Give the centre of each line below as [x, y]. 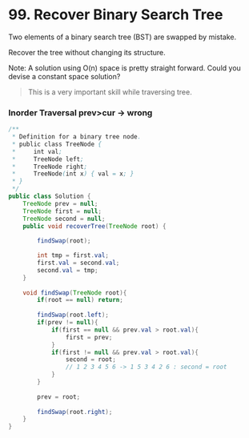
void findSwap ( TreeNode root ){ [75, 293]
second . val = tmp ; [68, 270]
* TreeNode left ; [48, 159]
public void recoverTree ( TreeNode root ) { [94, 226]
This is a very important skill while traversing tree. [110, 92]
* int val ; [37, 151]
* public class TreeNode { [57, 144]
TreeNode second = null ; [64, 219]
